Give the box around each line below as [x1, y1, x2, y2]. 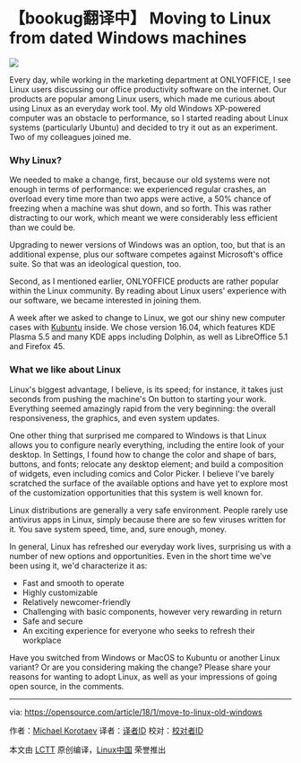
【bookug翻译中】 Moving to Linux [9, 8, 271, 29]
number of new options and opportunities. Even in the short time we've [9, 550, 271, 561]
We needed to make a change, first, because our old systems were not [9, 174, 271, 185]
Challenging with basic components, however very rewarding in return [21, 606, 282, 617]
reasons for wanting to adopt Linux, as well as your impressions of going [9, 671, 278, 682]
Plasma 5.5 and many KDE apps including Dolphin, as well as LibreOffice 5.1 [9, 331, 288, 342]
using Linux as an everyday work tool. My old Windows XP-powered [9, 102, 262, 113]
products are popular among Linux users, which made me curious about [9, 93, 276, 104]
